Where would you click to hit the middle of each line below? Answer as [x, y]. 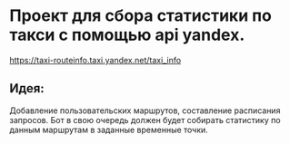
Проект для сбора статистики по [141, 16]
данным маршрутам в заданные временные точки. [109, 130]
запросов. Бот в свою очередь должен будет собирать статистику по [145, 120]
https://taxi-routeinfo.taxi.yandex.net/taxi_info [95, 60]
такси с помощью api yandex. [127, 35]
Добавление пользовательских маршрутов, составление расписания [145, 110]
